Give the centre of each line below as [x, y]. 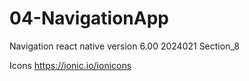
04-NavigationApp [89, 18]
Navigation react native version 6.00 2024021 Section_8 [124, 46]
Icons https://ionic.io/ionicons [70, 65]
